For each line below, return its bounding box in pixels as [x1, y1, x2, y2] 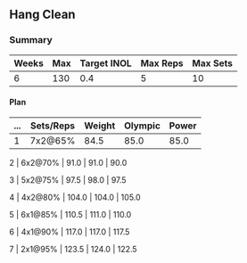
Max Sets [192, 57, 234, 70]
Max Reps [140, 57, 185, 70]
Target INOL [79, 57, 132, 70]
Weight [84, 119, 116, 132]
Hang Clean [9, 7, 76, 22]
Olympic [123, 119, 161, 132]
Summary [9, 34, 54, 46]
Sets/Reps [29, 119, 76, 132]
